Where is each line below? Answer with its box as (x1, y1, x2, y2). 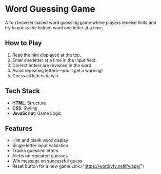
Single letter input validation (12, 143, 69, 149)
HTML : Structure (12, 100, 46, 106)
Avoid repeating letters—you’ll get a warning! (12, 67, 103, 73)
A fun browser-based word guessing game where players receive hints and (5, 20, 157, 25)
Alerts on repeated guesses (12, 153, 68, 159)
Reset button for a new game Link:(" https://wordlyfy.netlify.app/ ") (12, 163, 144, 169)
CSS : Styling (12, 105, 38, 111)
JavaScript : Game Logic (12, 110, 62, 116)
